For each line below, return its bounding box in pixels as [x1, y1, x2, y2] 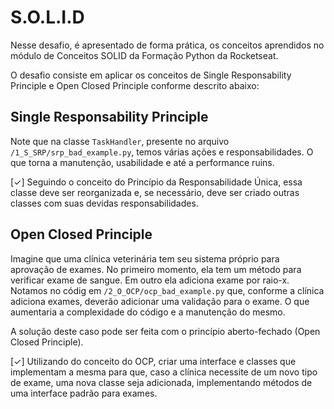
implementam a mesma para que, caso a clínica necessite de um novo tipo [10, 366, 318, 378]
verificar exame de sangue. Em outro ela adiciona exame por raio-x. [10, 274, 290, 286]
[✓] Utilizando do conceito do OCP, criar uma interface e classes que [10, 355, 297, 367]
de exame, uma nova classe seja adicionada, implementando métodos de [10, 376, 313, 388]
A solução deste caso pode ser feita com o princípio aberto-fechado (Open [10, 325, 321, 337]
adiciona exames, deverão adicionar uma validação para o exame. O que [10, 295, 310, 307]
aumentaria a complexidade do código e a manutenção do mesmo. [10, 306, 286, 318]
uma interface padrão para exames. [10, 387, 158, 399]
